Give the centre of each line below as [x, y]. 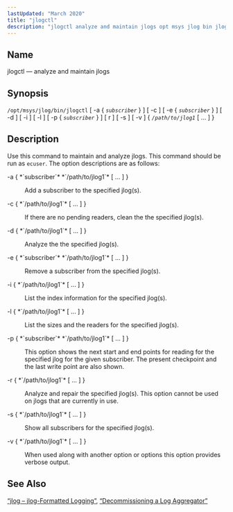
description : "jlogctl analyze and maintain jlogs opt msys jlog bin [110, 26]
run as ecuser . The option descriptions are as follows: [84, 163]
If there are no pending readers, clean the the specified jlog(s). [114, 217]
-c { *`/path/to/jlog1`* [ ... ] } [47, 204]
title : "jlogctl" [32, 20]
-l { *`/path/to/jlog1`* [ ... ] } [46, 311]
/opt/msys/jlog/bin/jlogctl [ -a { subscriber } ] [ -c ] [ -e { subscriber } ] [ [115, 110]
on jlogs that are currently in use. [72, 401]
